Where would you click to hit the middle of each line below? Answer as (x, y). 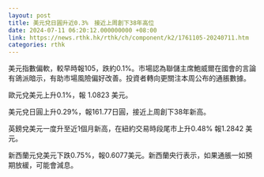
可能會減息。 (56, 165)
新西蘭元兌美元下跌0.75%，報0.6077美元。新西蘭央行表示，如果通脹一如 (127, 156)
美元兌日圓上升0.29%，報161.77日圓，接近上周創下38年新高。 (109, 112)
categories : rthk (37, 45)
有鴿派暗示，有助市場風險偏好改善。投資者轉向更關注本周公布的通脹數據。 (129, 78)
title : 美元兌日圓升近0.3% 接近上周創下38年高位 (81, 23)
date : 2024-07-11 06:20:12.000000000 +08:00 (83, 30)
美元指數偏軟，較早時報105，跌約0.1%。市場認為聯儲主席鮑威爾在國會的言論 (132, 69)
